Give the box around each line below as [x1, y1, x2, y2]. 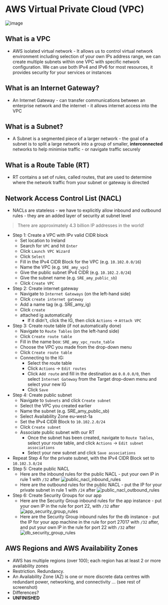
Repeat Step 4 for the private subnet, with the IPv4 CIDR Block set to [12, 455, 154, 461]
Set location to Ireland [20, 237, 66, 243]
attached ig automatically [20, 312, 73, 318]
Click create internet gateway [20, 296, 84, 302]
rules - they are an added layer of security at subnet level [12, 213, 131, 219]
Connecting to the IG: [20, 355, 64, 361]
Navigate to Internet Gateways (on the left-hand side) [20, 291, 131, 296]
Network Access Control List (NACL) [5, 194, 122, 203]
